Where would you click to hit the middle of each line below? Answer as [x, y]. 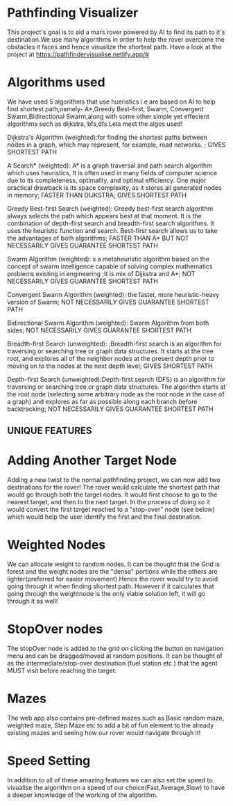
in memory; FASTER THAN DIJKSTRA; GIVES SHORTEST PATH [97, 195]
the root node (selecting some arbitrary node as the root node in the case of [116, 394]
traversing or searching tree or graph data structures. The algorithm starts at [116, 387]
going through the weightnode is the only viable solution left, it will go [106, 594]
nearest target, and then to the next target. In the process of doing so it [109, 502]
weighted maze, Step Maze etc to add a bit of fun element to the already [111, 725]
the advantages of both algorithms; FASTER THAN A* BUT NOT [98, 238]
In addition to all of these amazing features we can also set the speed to [110, 780]
